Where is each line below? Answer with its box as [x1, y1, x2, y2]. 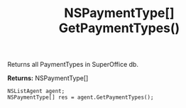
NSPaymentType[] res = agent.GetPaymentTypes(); [7, 94, 154, 101]
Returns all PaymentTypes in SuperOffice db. [7, 60, 138, 69]
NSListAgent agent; [7, 87, 65, 95]
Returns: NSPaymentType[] [7, 74, 89, 82]
